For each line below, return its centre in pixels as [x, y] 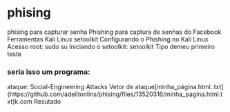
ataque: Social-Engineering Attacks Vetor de [70, 87]
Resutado [47, 102]
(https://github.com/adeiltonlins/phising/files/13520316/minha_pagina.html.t [115, 94]
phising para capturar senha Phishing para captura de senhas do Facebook [114, 32]
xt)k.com [20, 102]
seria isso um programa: [49, 72]
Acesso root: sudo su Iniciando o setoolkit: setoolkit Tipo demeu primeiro [111, 46]
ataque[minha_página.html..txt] [179, 87]
